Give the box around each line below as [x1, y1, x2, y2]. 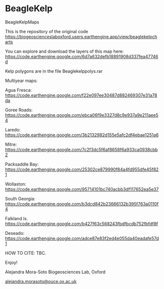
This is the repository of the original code [5, 28, 89, 34]
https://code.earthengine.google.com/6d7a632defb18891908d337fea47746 [5, 53, 158, 59]
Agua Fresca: [5, 87, 32, 93]
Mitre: [5, 141, 17, 147]
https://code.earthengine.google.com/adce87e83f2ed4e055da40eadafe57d [5, 235, 159, 241]
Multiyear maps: [5, 78, 38, 83]
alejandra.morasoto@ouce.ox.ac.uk [5, 278, 77, 284]
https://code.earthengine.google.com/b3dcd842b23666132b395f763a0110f [5, 201, 159, 206]
